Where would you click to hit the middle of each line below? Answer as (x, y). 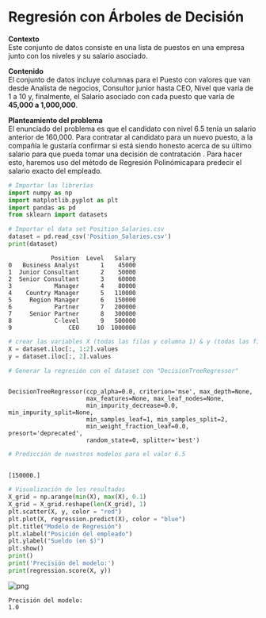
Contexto (24, 39)
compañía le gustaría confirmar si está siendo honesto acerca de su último (130, 145)
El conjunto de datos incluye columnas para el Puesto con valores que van (129, 79)
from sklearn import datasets (58, 215)
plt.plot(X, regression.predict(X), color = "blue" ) (97, 519)
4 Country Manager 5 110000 (72, 293)
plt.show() (26, 549)
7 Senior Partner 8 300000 (72, 313)
